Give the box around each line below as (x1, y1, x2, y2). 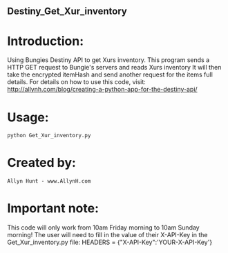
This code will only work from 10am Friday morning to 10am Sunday (7, 223, 200, 232)
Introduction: (7, 33, 84, 49)
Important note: (7, 201, 99, 216)
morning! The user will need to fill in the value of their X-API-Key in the (7, 231, 208, 239)
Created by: (7, 155, 76, 171)
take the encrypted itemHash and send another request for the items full (7, 70, 213, 79)
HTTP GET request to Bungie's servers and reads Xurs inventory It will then (7, 63, 222, 72)
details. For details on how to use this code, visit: (7, 78, 146, 86)
